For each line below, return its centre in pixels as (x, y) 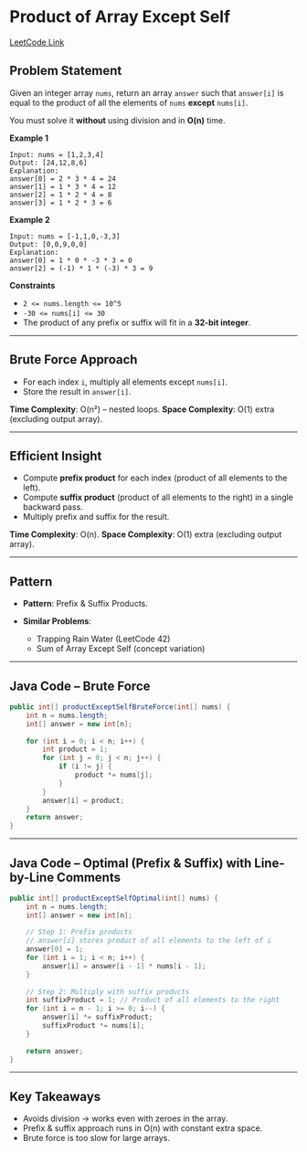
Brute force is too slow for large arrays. (96, 1138)
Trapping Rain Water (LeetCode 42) (103, 639)
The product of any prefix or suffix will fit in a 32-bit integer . (137, 322)
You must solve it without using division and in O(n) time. (117, 120)
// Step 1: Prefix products (79, 932)
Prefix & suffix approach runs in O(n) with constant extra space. (143, 1128)
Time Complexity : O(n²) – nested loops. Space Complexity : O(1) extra (142, 409)
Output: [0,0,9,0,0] (49, 244)
